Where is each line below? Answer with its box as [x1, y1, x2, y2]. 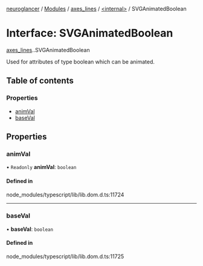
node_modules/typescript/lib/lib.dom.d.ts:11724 [6, 191, 124, 198]
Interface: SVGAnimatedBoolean [6, 27, 173, 40]
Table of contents [6, 76, 74, 86]
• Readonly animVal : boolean [6, 164, 77, 171]
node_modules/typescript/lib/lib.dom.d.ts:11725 [6, 253, 124, 260]
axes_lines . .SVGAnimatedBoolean [6, 46, 90, 53]
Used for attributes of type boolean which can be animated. [6, 58, 155, 65]
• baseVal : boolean [6, 225, 53, 233]
